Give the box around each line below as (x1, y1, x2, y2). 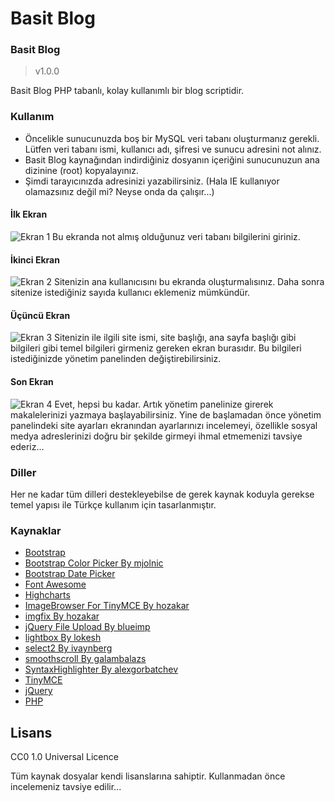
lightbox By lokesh (24, 632, 102, 644)
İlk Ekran (10, 208, 48, 221)
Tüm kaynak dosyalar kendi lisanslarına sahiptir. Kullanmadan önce (10, 770, 286, 782)
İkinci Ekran (10, 253, 60, 266)
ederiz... (10, 440, 45, 452)
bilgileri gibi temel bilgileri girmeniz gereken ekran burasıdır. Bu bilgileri (10, 342, 302, 354)
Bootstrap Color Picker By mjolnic (24, 557, 164, 569)
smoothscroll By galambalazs (24, 653, 147, 665)
